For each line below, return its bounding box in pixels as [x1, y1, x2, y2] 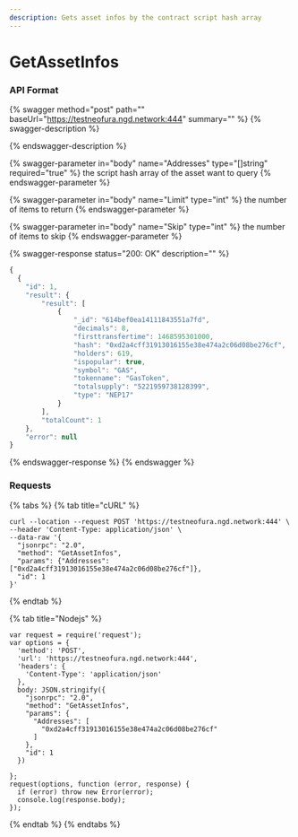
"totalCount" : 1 [41, 415, 102, 424]
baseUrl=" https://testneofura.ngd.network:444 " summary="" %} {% [9, 114, 262, 125]
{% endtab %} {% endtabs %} [9, 818, 121, 830]
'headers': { [17, 661, 66, 671]
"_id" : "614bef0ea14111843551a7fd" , [72, 316, 210, 325]
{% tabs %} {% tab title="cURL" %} [9, 500, 140, 510]
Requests [9, 479, 52, 492]
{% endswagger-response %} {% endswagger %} [9, 457, 195, 467]
